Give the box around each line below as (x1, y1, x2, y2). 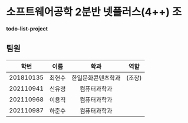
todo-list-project (6, 25, 48, 32)
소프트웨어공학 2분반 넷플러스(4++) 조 (6, 5, 182, 19)
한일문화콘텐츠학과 (71, 74, 121, 82)
